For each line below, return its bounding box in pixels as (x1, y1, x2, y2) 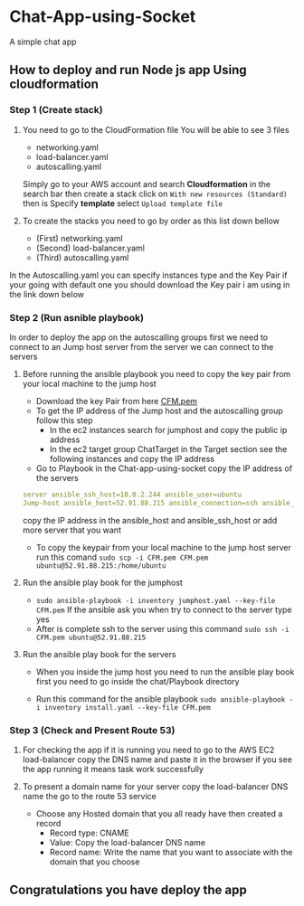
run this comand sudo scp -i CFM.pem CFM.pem (35, 552, 209, 562)
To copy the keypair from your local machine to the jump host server (35, 542, 292, 552)
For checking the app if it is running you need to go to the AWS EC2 (22, 744, 275, 755)
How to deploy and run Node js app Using (9, 62, 247, 78)
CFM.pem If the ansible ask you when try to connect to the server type (35, 604, 292, 615)
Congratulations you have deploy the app (9, 882, 247, 898)
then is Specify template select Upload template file (22, 197, 223, 209)
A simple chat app (9, 36, 77, 47)
